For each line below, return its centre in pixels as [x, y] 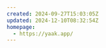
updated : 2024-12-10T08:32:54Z [53, 20]
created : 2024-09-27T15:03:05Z [53, 14]
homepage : [21, 27]
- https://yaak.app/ [43, 34]
